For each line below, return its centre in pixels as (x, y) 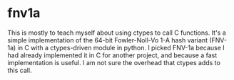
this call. (20, 70)
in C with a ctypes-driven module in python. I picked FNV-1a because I (121, 47)
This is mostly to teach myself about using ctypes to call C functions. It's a (117, 33)
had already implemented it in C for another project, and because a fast (112, 55)
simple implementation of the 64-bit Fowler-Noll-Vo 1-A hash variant (108, 40)
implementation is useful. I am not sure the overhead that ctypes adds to (114, 62)
